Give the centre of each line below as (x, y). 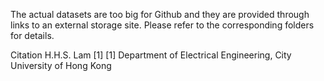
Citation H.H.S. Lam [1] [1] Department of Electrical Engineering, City (151, 55)
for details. (32, 35)
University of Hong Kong (61, 65)
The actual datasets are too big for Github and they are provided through (160, 14)
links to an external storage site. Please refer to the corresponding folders (162, 25)
